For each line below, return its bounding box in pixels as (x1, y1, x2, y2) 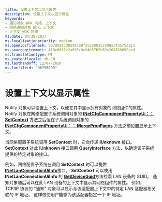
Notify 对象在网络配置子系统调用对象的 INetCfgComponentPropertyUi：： (5, 111, 154, 116)
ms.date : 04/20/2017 (5, 34, 47, 39)
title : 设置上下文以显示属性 (5, 7, 57, 12)
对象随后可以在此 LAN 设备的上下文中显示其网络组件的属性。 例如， (9, 179, 144, 185)
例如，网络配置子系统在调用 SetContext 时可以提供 (5, 161, 107, 167)
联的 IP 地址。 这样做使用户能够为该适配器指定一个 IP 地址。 (5, 191, 125, 197)
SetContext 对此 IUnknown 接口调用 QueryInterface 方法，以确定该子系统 (5, 145, 155, 151)
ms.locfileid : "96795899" (5, 66, 57, 71)
